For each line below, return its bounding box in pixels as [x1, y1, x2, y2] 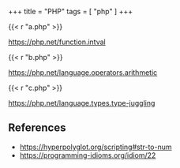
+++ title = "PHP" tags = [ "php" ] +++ [8, 7, 133, 16]
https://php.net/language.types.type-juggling [8, 99, 156, 107]
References [8, 121, 66, 135]
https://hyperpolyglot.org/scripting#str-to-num [19, 142, 172, 151]
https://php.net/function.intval [8, 37, 107, 47]
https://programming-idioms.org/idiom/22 [19, 150, 156, 160]
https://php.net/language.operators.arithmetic [8, 68, 158, 77]
